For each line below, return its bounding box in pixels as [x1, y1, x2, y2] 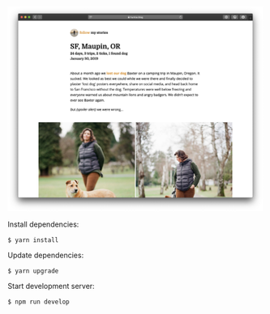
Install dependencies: [7, 219, 79, 229]
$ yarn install [7, 236, 59, 244]
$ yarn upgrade [7, 267, 59, 275]
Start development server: [7, 282, 95, 291]
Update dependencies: [7, 250, 84, 261]
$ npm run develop [7, 298, 70, 306]
